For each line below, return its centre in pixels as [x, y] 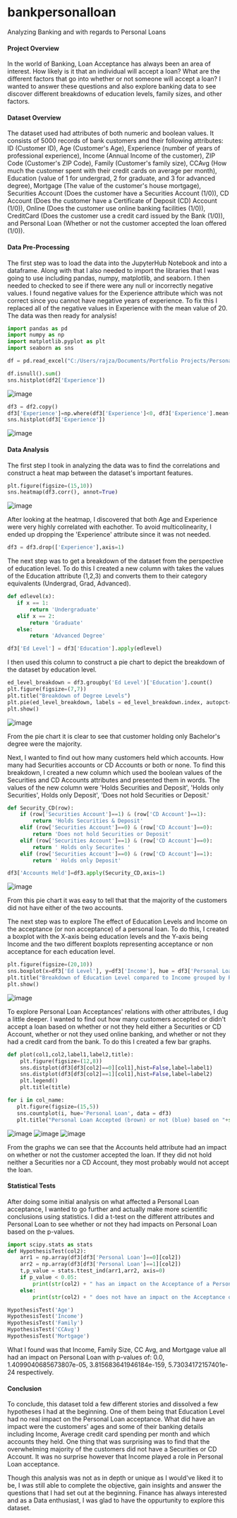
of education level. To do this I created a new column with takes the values [116, 568]
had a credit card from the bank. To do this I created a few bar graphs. [109, 1041]
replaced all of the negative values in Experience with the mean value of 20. [117, 308]
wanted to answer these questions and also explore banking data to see [112, 86]
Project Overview [34, 48]
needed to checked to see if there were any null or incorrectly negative [110, 285]
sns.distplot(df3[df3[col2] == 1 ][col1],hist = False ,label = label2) [116, 1074]
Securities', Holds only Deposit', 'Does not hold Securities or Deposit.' [108, 795]
